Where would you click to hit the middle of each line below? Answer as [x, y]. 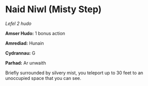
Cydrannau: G [20, 53]
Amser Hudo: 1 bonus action [35, 33]
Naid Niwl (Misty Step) [53, 9]
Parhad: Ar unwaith [26, 63]
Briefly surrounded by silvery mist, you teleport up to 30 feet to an [74, 73]
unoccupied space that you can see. [43, 78]
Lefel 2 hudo [18, 23]
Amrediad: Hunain [25, 43]
